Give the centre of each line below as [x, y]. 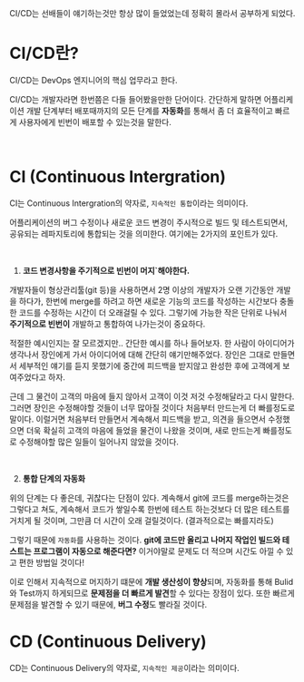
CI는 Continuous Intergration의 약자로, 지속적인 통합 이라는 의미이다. [129, 203]
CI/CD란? [44, 54]
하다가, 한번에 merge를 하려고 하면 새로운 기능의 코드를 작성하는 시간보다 [148, 301]
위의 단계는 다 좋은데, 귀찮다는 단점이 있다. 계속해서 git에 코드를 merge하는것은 [149, 498]
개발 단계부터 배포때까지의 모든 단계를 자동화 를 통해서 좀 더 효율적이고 [150, 111]
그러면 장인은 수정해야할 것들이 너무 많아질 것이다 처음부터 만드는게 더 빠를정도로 [152, 407]
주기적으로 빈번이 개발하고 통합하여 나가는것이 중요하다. [108, 324]
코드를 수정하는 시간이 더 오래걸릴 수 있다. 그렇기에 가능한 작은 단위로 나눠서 [153, 312]
